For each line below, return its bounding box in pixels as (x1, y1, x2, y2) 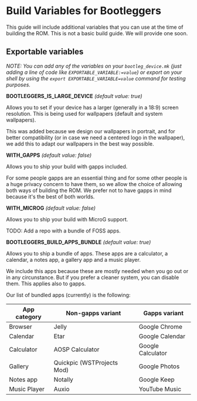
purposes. (6, 81, 31, 88)
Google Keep (138, 375, 175, 383)
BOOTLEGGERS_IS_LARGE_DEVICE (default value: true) (6, 92, 142, 99)
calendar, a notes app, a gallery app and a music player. (6, 256, 141, 263)
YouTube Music (138, 385, 182, 393)
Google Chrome (138, 322, 183, 331)
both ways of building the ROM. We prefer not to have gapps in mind (6, 187, 172, 194)
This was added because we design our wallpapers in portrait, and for (6, 127, 176, 134)
